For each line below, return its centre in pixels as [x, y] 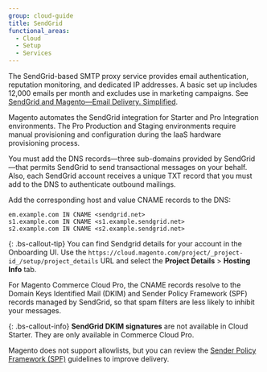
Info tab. [23, 269]
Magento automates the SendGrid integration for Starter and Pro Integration [133, 117]
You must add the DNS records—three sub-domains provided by [115, 159]
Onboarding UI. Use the [47, 252]
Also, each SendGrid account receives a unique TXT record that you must [130, 176]
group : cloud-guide [41, 16]
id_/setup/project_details [53, 262]
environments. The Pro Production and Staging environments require [122, 126]
